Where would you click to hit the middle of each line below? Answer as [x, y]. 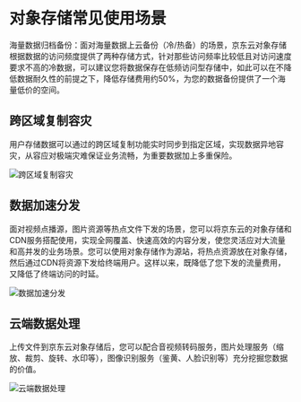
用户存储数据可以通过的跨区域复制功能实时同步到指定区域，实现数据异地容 [146, 144]
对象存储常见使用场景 [88, 18]
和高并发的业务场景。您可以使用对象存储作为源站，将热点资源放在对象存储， [150, 251]
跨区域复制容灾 [51, 121]
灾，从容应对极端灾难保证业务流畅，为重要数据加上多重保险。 [123, 155]
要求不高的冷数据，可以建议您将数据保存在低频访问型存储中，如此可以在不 [146, 67]
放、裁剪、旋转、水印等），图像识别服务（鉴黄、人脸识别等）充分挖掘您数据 [149, 358]
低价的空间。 [40, 90]
